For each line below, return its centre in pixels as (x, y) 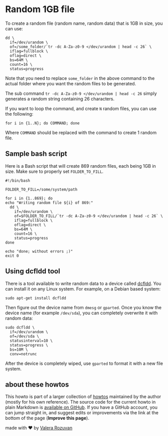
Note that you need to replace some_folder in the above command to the (80, 78)
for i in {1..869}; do (29, 198)
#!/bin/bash (18, 180)
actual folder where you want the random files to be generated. (71, 83)
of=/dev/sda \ (24, 336)
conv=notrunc (23, 354)
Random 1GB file (40, 9)
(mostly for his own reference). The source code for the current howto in (80, 402)
